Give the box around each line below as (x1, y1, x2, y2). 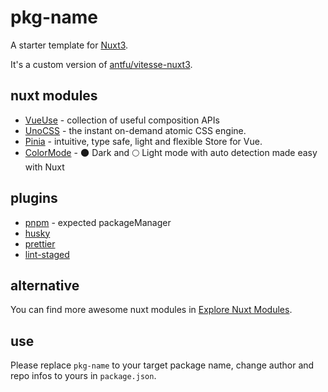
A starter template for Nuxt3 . (10, 39, 129, 51)
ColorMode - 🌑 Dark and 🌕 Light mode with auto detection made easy (24, 146, 318, 158)
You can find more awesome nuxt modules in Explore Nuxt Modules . (10, 304, 293, 316)
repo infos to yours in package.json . (10, 370, 157, 382)
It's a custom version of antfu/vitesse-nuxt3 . (10, 58, 193, 70)
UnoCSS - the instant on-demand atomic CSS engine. (24, 124, 247, 136)
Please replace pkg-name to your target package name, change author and (10, 359, 315, 371)
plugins (10, 190, 58, 207)
